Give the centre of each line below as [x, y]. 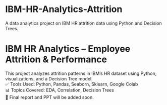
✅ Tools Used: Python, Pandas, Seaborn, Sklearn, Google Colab [72, 84]
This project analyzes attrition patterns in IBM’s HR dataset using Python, [81, 73]
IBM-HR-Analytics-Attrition [64, 9]
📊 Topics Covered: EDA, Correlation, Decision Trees [60, 90]
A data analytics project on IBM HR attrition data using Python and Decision [84, 23]
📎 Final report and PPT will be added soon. [50, 97]
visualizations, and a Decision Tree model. [49, 78]
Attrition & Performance [56, 60]
